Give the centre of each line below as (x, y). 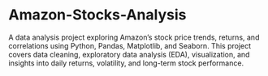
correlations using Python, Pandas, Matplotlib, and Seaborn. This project (130, 45)
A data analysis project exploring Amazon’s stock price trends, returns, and (134, 37)
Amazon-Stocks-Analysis (97, 15)
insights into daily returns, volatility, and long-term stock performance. (126, 63)
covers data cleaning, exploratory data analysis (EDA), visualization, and (129, 54)
